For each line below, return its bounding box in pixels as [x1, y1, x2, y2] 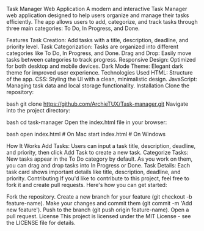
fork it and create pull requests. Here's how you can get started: [6, 182, 167, 188]
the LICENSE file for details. [6, 219, 76, 226]
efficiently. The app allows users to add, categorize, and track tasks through [6, 18, 198, 25]
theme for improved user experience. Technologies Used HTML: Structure [6, 69, 193, 76]
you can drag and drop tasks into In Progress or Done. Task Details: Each [6, 162, 191, 169]
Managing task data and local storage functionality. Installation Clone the [6, 82, 190, 89]
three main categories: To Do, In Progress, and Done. [6, 24, 140, 32]
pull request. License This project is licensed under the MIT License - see [6, 213, 191, 219]
